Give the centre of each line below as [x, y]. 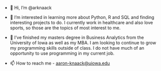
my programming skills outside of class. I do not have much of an [77, 48]
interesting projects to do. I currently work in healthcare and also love [81, 23]
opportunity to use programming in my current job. [62, 53]
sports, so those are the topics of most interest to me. [65, 28]
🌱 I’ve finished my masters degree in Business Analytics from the [77, 37]
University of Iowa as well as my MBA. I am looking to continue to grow [83, 43]
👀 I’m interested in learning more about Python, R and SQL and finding [82, 17]
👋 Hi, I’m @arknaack [31, 8]
